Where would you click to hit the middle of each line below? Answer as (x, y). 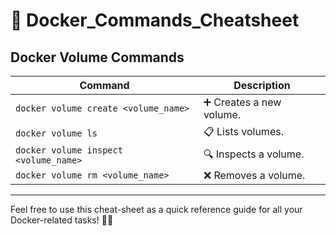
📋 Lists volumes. (243, 131)
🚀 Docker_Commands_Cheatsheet (155, 20)
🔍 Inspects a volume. (254, 154)
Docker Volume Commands (97, 57)
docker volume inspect (69, 150)
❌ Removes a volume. (254, 175)
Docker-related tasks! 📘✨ (62, 220)
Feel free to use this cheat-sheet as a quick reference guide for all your (156, 209)
